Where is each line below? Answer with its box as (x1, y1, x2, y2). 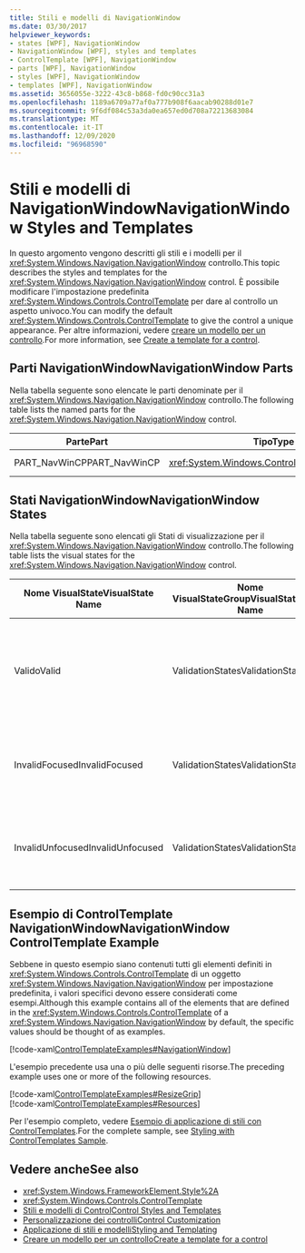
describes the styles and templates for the (9, 267, 168, 278)
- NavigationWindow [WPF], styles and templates (9, 47, 197, 56)
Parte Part (65, 435, 109, 447)
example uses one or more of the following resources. (9, 1072, 212, 1082)
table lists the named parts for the (9, 404, 136, 415)
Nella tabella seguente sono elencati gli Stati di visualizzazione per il (9, 531, 265, 542)
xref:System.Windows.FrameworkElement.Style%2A (22, 1185, 220, 1196)
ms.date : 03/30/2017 (9, 22, 88, 31)
